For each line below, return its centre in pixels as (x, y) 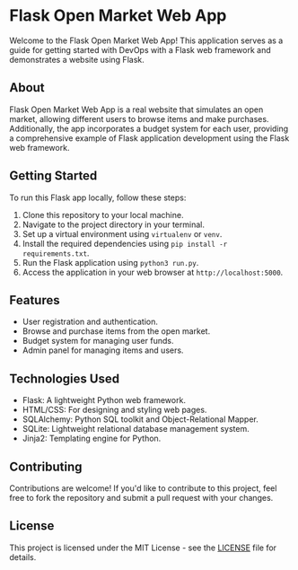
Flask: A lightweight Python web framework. (104, 400)
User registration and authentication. (90, 322)
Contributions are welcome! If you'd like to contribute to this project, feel (143, 488)
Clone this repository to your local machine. (103, 215)
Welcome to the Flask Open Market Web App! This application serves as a (146, 40)
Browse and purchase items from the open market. (116, 331)
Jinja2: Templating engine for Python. (92, 438)
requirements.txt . (56, 253)
